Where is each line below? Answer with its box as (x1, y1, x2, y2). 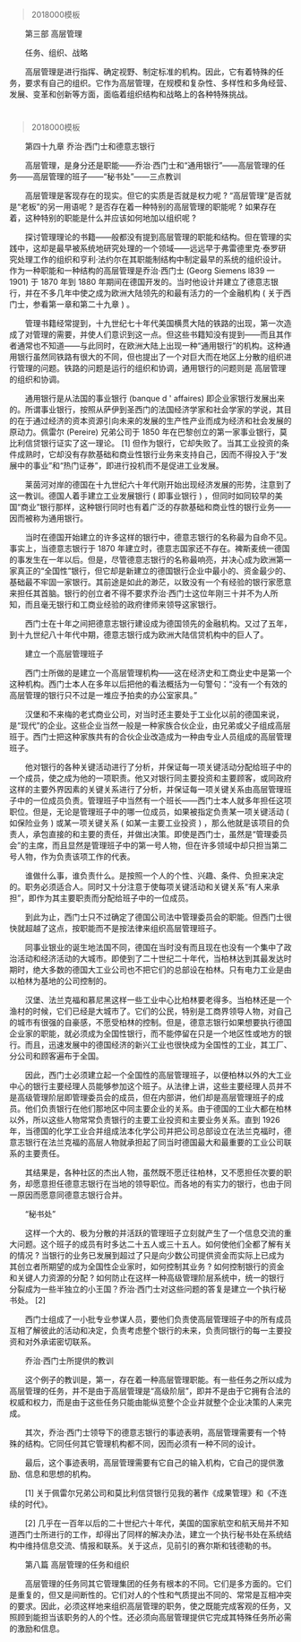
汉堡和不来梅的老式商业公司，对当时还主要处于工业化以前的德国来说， (24, 709, 284, 720)
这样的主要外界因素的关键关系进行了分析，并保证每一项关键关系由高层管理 (9, 784, 284, 795)
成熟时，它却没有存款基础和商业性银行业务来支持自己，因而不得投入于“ (16, 449, 280, 460)
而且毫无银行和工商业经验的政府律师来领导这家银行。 (24, 600, 221, 610)
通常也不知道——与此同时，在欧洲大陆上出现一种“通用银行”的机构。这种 (16, 341, 284, 351)
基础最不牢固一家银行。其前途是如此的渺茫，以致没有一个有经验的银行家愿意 (9, 577, 292, 588)
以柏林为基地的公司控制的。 (9, 976, 112, 987)
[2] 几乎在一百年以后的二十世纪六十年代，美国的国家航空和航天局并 (24, 1518, 273, 1529)
